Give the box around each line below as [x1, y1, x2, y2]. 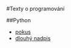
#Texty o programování [6, 5, 65, 12]
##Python [6, 17, 32, 23]
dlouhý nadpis [15, 35, 51, 41]
